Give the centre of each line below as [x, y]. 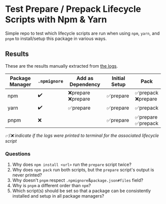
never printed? [27, 175]
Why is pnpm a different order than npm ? [52, 186]
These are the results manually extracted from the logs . [62, 66]
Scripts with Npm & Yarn [56, 20]
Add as [85, 78]
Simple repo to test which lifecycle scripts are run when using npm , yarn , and [82, 33]
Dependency [85, 84]
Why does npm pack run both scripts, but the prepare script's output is [83, 170]
